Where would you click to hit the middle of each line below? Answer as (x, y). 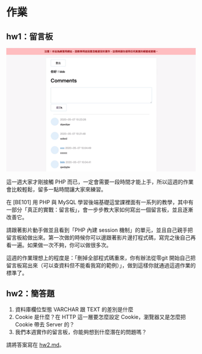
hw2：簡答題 (31, 293)
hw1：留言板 (29, 36)
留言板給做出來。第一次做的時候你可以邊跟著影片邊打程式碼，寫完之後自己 (98, 237)
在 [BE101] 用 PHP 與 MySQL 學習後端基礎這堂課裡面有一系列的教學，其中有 (100, 202)
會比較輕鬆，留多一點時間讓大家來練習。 (56, 189)
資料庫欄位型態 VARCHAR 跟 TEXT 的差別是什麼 (74, 309)
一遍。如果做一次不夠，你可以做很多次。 (61, 245)
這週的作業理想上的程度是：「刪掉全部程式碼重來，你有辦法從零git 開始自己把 (101, 258)
